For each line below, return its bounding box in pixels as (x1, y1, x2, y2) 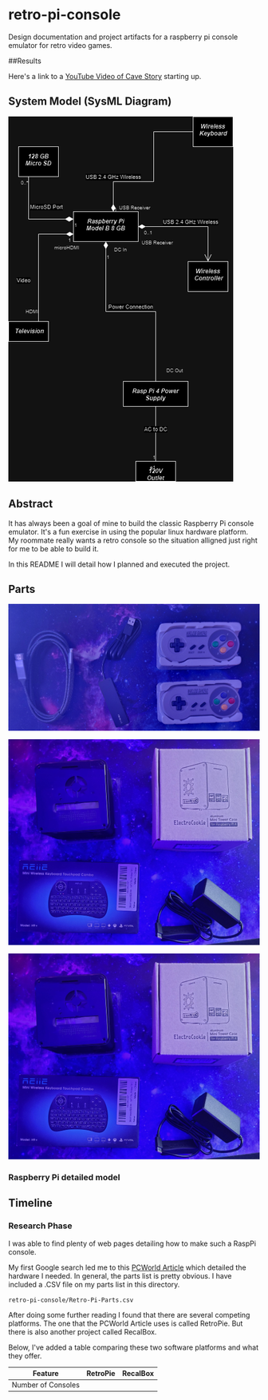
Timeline (8, 1196, 53, 1210)
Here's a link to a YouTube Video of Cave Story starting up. (8, 71, 202, 81)
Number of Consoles (11, 1380, 80, 1390)
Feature (32, 1369, 59, 1378)
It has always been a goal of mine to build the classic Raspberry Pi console (8, 518, 254, 528)
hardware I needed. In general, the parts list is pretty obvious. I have (8, 1271, 232, 1280)
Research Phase (8, 1220, 73, 1231)
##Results (8, 56, 41, 66)
